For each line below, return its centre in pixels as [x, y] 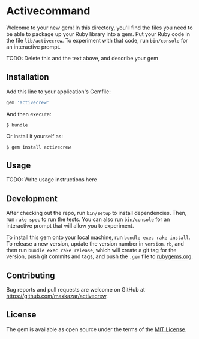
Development [32, 199]
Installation [28, 77]
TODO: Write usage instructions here [52, 180]
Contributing [31, 275]
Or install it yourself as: [34, 136]
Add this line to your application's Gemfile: [58, 92]
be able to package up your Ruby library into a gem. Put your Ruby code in [98, 34]
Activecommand [48, 11]
